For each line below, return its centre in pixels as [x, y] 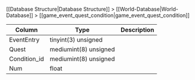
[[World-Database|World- [147, 9]
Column [27, 30]
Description [137, 30]
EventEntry [24, 40]
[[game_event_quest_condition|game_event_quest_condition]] [115, 15]
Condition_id [27, 59]
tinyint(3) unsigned [76, 40]
